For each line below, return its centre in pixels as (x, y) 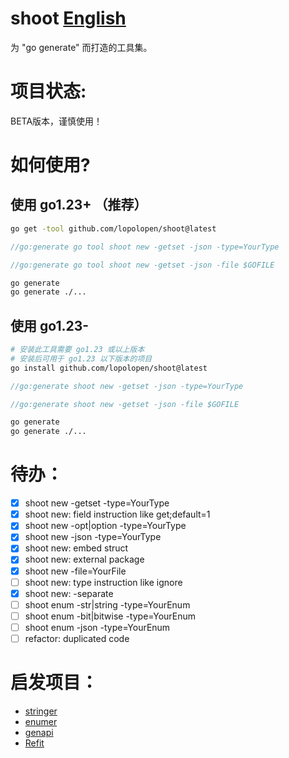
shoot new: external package (84, 559)
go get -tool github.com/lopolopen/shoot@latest (113, 228)
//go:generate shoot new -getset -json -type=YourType (127, 386)
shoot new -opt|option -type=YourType (105, 526)
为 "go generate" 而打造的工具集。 (81, 47)
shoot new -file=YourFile (75, 571)
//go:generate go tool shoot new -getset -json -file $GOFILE (142, 265)
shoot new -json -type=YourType (93, 537)
